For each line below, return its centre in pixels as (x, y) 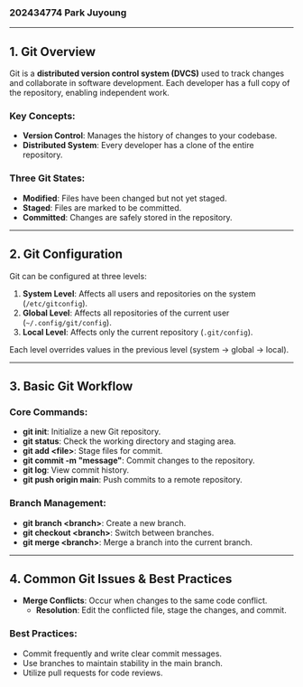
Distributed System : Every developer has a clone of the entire (138, 146)
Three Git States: (47, 178)
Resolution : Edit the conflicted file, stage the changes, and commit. (161, 610)
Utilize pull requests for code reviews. (92, 673)
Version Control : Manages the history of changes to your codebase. (150, 136)
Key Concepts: (42, 117)
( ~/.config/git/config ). (67, 322)
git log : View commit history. (75, 470)
